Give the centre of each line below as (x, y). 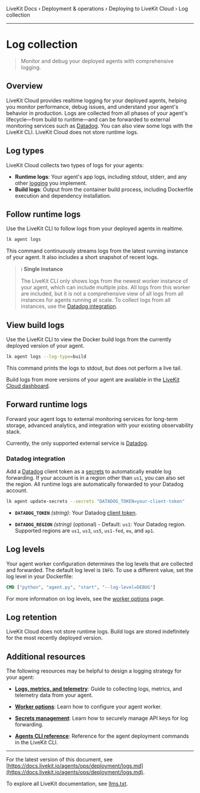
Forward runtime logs (47, 405)
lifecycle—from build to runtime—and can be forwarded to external (88, 119)
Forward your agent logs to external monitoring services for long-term (92, 419)
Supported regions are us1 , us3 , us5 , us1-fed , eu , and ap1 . (85, 530)
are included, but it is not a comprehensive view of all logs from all (102, 294)
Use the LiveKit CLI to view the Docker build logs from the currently (89, 339)
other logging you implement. (51, 183)
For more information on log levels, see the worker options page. (85, 598)
